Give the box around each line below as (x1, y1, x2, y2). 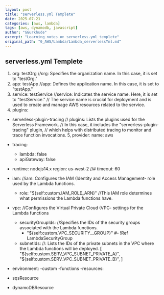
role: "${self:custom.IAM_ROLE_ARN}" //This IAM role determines (19, 190, 152, 196)
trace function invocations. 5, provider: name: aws (12, 132, 114, 138)
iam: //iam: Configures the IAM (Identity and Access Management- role (12, 175, 156, 181)
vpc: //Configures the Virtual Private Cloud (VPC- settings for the (12, 205, 143, 211)
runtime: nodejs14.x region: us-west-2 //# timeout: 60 (12, 165, 120, 172)
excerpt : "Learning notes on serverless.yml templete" (5, 35, 119, 40)
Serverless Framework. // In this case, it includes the (12, 121, 118, 128)
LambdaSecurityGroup (26, 235, 73, 241)
